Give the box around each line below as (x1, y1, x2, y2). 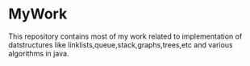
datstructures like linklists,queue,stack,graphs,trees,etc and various (8, 39, 233, 49)
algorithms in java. (8, 48, 69, 58)
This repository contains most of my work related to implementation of (8, 31, 243, 41)
